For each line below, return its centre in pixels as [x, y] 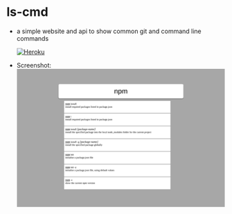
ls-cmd [28, 12]
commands [33, 38]
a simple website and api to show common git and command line [109, 31]
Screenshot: [34, 65]
